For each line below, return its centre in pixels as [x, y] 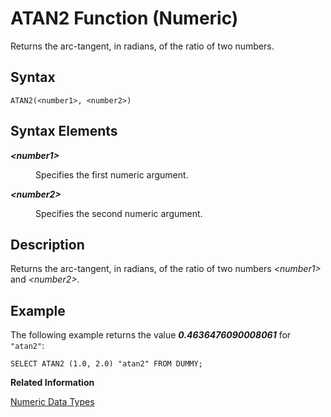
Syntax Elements [64, 131]
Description [47, 244]
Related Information [52, 383]
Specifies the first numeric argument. [112, 174]
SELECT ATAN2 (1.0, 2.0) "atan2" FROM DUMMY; [106, 364]
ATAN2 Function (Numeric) [124, 18]
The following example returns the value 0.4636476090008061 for [151, 335]
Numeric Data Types [52, 402]
